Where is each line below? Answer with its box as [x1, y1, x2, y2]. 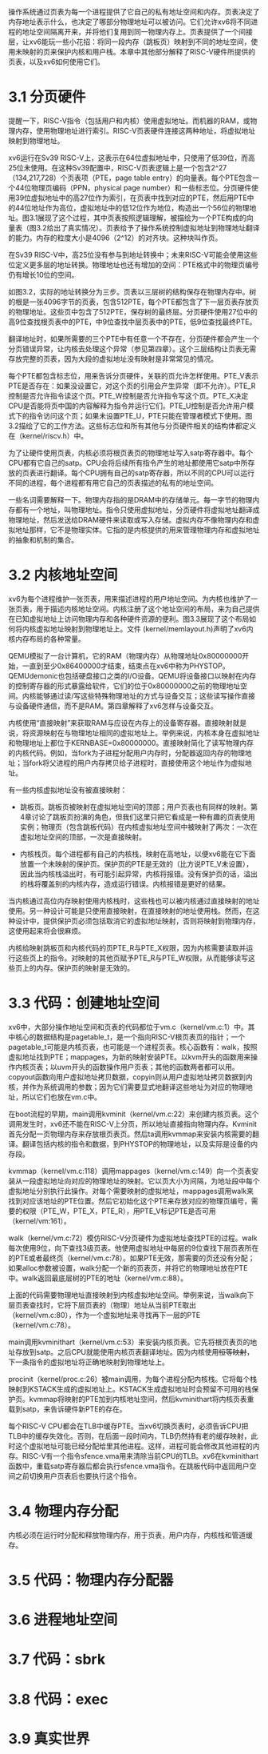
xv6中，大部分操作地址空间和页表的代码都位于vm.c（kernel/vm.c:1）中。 [8, 1022, 249, 1031]
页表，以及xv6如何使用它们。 [8, 57, 105, 66]
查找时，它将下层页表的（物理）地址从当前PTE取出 [29, 1299, 197, 1310]
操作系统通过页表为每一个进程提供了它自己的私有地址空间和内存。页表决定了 [8, 7, 260, 16]
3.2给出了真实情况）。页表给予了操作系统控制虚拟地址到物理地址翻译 [35, 222, 260, 232]
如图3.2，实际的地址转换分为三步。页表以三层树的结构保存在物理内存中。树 [8, 286, 257, 296]
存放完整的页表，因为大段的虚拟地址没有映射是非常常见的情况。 [8, 354, 218, 363]
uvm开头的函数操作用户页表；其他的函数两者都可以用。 [57, 1062, 239, 1071]
